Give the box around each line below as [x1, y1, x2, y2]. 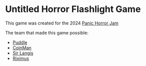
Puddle [12, 39, 28, 45]
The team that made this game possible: [5, 29, 89, 35]
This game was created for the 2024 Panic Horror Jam [5, 20, 119, 26]
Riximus [12, 55, 29, 61]
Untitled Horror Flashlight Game [5, 3, 141, 15]
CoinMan [12, 44, 32, 50]
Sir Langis [12, 50, 34, 56]
